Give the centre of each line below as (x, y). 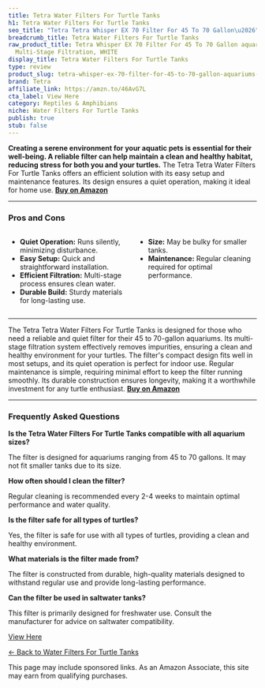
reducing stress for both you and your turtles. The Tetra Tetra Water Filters (132, 165)
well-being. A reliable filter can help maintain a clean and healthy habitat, (131, 156)
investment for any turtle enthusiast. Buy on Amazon (94, 389)
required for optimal (180, 267)
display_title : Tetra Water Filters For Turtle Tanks (99, 60)
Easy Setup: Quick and (57, 259)
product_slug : (32, 74)
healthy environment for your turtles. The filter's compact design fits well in (131, 355)
